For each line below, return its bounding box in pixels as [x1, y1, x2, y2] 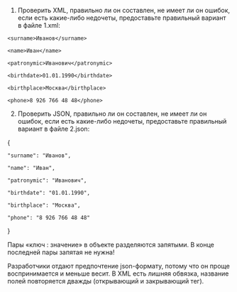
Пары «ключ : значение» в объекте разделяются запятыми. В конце [7, 241, 214, 249]
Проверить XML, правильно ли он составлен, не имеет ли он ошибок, [17, 6, 231, 14]
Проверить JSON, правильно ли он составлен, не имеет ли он [17, 109, 207, 118]
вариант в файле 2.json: [17, 124, 90, 133]
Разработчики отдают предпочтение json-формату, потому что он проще [7, 262, 231, 270]
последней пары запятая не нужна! [7, 248, 115, 256]
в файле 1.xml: [17, 21, 60, 29]
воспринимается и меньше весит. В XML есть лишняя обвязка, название [7, 269, 229, 278]
